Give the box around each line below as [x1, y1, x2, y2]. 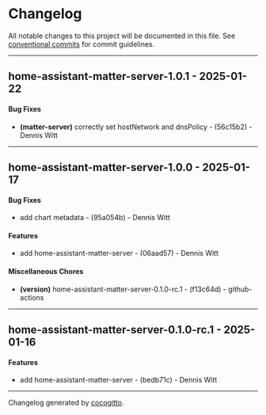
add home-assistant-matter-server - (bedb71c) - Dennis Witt [19, 375, 218, 385]
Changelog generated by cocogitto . [8, 398, 124, 408]
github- [228, 284, 253, 294]
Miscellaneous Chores [8, 266, 84, 276]
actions [19, 292, 44, 302]
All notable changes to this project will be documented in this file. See [8, 31, 236, 40]
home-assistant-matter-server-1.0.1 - [8, 70, 197, 83]
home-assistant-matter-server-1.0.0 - [8, 160, 200, 174]
